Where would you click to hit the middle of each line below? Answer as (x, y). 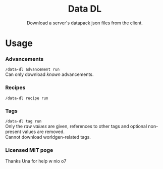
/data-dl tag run (23, 121)
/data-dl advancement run (32, 70)
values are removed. (43, 132)
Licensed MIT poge (29, 150)
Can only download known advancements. (49, 74)
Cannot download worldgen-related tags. (48, 137)
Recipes (15, 88)
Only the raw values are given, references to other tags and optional (76, 126)
